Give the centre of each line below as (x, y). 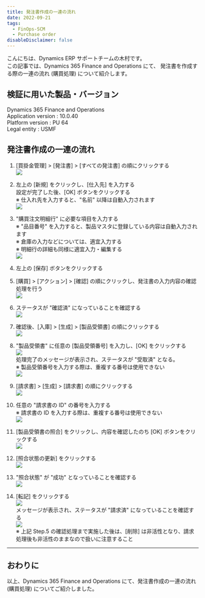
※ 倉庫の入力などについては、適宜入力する (69, 242)
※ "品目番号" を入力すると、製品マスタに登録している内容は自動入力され (106, 226)
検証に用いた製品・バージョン (63, 95)
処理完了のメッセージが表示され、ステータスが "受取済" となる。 (97, 359)
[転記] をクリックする (42, 496)
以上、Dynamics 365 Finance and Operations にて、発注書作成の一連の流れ (102, 581)
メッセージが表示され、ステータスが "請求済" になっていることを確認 (102, 510)
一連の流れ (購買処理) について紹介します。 (77, 73)
